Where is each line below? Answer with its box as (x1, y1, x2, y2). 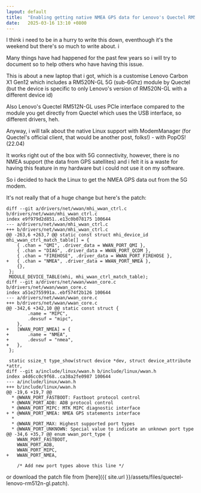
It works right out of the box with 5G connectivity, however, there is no (6, 152, 179, 159)
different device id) (6, 91, 53, 99)
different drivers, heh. (6, 116, 60, 123)
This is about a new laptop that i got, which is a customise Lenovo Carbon (6, 73, 188, 80)
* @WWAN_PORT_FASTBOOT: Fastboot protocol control (11, 395, 141, 401)
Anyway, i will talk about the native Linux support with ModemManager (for (6, 127, 191, 135)
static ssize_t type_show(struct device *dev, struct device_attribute (8, 358, 191, 364)
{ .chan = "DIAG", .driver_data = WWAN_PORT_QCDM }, (17, 248, 151, 254)
